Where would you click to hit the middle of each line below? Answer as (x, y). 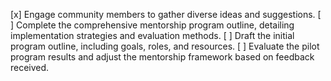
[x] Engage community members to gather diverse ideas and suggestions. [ (166, 14)
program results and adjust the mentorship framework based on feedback (162, 57)
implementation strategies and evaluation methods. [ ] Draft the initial (152, 35)
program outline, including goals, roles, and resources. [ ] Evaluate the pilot (165, 46)
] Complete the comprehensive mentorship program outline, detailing (152, 25)
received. (30, 67)
